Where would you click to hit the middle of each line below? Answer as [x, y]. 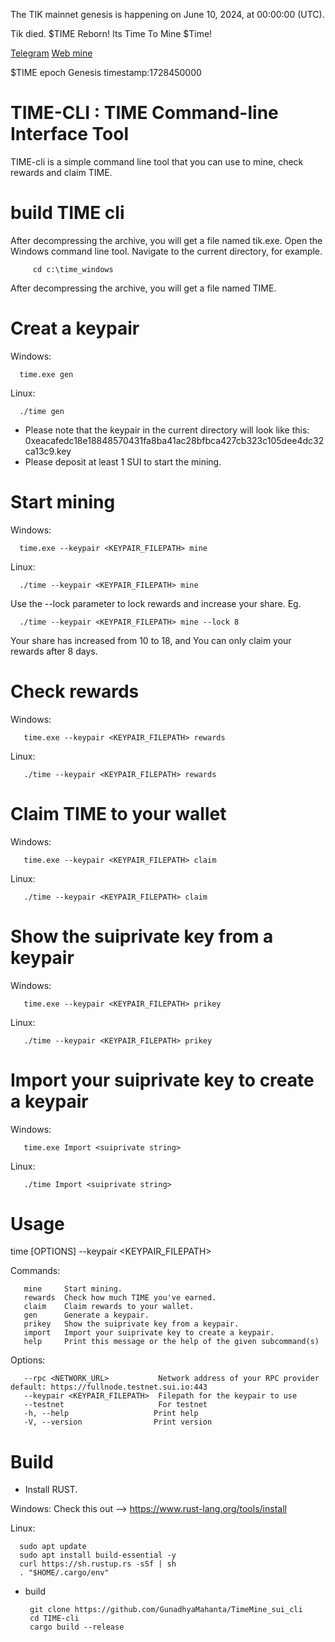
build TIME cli [67, 213]
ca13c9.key [48, 451]
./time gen [42, 411]
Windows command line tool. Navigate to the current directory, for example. [166, 251]
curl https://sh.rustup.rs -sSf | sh [98, 1564]
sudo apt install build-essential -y [98, 1555]
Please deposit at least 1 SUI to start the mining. [123, 461]
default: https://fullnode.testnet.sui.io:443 [109, 1387]
